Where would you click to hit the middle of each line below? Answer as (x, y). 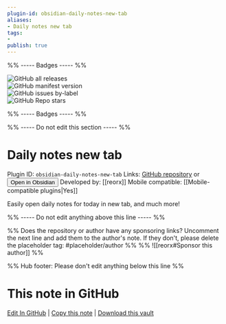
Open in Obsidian (33, 182)
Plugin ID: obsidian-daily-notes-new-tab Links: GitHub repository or (104, 174)
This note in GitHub (63, 294)
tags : (15, 33)
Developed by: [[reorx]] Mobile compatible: (121, 182)
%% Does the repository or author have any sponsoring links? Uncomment (113, 230)
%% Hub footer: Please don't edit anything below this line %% (95, 265)
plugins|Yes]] (59, 190)
